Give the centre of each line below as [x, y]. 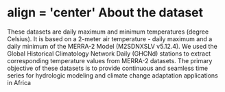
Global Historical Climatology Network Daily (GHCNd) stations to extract [109, 54]
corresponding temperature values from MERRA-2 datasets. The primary [110, 60]
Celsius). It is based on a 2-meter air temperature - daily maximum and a [110, 38]
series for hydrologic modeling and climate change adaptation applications [113, 75]
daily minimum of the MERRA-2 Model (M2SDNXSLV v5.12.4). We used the [112, 46]
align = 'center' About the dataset [105, 13]
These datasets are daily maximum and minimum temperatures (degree [108, 32]
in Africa [19, 82]
